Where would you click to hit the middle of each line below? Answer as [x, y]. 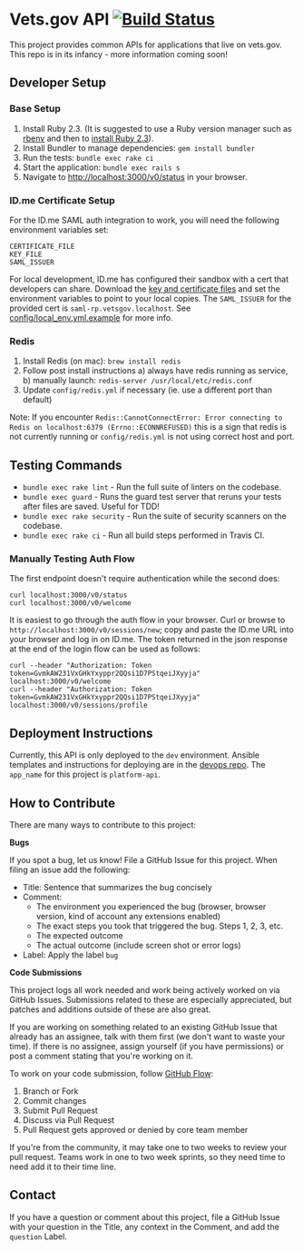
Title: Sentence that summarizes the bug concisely [117, 887]
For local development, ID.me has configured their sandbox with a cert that [149, 279]
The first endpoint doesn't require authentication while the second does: [145, 579]
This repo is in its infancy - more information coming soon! [119, 54]
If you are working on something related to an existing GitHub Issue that [144, 1027]
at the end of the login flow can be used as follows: [105, 649]
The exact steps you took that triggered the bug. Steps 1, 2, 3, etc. [160, 926]
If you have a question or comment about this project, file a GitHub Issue [145, 1216]
